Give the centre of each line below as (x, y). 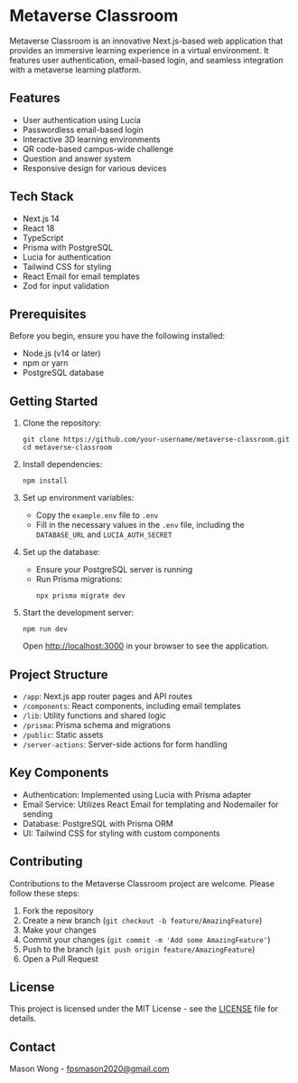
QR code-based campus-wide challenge (98, 149)
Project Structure (59, 674)
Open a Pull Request (61, 958)
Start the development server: (78, 613)
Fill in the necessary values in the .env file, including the (140, 525)
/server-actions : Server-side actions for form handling (125, 744)
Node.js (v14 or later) (61, 353)
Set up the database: (61, 552)
